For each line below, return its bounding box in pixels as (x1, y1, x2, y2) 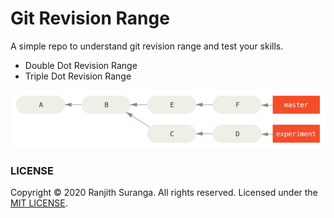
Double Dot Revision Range (24, 59, 138, 71)
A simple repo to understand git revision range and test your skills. (10, 40, 284, 52)
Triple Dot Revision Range (24, 70, 132, 82)
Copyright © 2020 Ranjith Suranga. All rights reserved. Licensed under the (10, 187, 318, 199)
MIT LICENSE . (10, 197, 68, 209)
